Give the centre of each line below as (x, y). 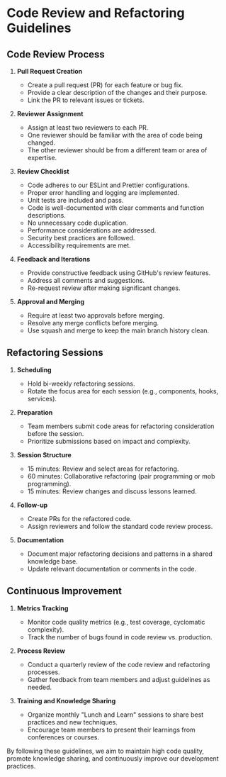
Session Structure (44, 454)
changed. (41, 142)
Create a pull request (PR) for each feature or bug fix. (105, 85)
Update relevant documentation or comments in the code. (112, 569)
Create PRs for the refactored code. (79, 518)
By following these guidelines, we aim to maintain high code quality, (106, 751)
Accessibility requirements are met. (79, 245)
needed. (40, 687)
